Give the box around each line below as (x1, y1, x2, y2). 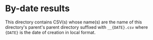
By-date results (5, 3, 70, 14)
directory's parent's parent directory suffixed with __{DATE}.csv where (5, 24, 148, 30)
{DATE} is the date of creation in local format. (5, 29, 96, 35)
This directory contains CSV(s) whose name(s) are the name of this (5, 19, 142, 25)
